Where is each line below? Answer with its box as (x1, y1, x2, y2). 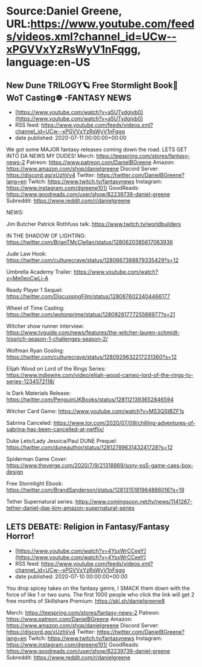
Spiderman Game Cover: (6, 456, 68, 462)
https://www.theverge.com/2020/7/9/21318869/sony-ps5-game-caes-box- (6, 462, 194, 469)
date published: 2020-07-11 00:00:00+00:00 (14, 134, 127, 141)
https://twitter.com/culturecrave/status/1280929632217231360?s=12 (6, 354, 177, 360)
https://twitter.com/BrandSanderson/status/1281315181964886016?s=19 (6, 486, 185, 493)
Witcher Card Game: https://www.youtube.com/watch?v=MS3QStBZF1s (6, 408, 185, 415)
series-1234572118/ (6, 378, 55, 385)
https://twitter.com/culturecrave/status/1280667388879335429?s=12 (6, 257, 179, 263)
